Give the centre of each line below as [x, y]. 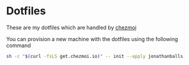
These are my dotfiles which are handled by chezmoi [71, 27]
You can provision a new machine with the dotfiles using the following [92, 39]
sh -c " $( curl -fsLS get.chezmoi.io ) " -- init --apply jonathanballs [95, 56]
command [19, 45]
